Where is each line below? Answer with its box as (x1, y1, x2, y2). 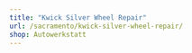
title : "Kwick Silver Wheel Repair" (9, 13, 147, 22)
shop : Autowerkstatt (9, 30, 87, 39)
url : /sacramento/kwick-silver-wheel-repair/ (9, 22, 183, 31)
